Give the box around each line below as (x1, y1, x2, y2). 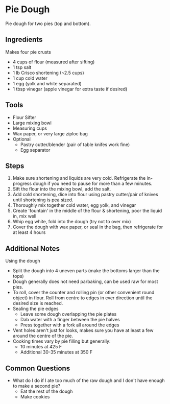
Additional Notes (5, 244, 60, 253)
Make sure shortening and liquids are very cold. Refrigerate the (12, 175, 146, 181)
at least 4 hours (12, 229, 46, 235)
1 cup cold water (12, 75, 47, 81)
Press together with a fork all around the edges (20, 322, 119, 328)
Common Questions (5, 364, 70, 372)
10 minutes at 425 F (20, 344, 62, 350)
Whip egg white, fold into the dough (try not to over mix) (12, 219, 131, 225)
